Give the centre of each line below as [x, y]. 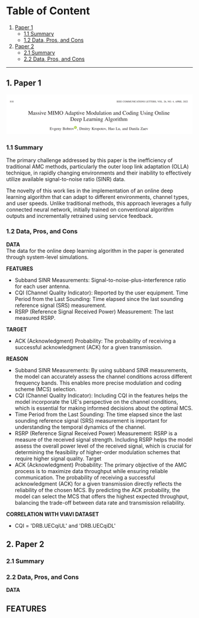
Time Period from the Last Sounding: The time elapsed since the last [98, 414]
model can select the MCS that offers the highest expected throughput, [102, 496]
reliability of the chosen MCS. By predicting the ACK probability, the [97, 490]
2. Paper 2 [25, 544]
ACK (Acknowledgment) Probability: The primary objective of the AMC [101, 465]
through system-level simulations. [47, 257]
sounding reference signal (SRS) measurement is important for [91, 420]
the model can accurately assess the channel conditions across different [103, 376]
